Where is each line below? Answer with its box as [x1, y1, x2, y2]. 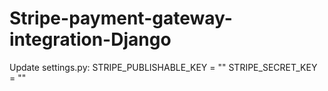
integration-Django [9, 28, 172, 51]
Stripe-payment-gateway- [9, 7, 233, 30]
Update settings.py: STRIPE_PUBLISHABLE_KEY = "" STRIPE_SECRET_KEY [9, 61, 318, 73]
